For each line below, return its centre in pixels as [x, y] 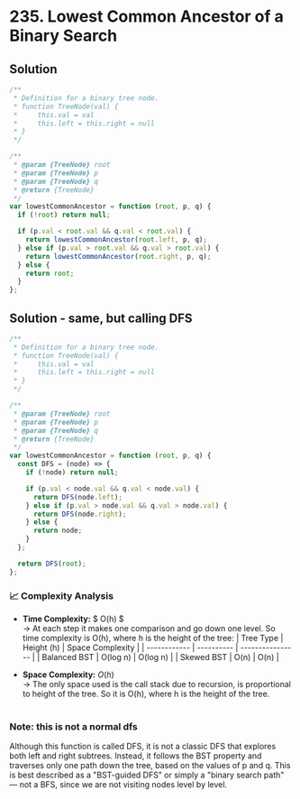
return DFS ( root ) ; [52, 564]
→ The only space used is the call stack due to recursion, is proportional [156, 684]
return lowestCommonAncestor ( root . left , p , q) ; [116, 240]
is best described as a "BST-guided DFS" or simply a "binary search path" [147, 775]
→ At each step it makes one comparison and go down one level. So [149, 628]
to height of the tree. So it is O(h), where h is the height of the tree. [146, 693]
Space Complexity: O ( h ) [68, 675]
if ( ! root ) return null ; [64, 215]
